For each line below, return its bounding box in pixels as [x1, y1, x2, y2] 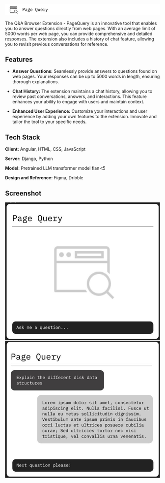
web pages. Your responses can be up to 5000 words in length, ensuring [12, 73, 160, 80]
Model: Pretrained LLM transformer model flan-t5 [5, 165, 106, 171]
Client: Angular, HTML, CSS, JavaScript [5, 146, 86, 152]
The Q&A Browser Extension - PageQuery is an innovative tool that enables [5, 20, 157, 26]
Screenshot [5, 189, 42, 197]
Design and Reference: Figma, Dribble [5, 175, 83, 181]
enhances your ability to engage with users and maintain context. [12, 99, 145, 105]
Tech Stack [5, 133, 40, 141]
